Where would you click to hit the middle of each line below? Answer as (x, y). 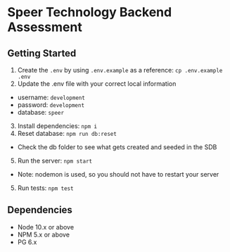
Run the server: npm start (55, 160)
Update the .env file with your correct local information (97, 84)
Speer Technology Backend (90, 12)
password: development (51, 105)
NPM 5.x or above (44, 234)
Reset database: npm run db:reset (67, 133)
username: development (51, 97)
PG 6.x (27, 242)
